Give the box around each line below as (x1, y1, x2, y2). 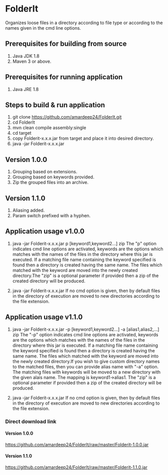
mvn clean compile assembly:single (12, 125, 86, 131)
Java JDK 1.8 (12, 53, 40, 59)
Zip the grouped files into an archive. (12, 179, 89, 185)
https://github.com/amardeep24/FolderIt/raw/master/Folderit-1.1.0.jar (5, 464, 148, 470)
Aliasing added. (12, 207, 45, 213)
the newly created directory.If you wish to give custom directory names (12, 358, 160, 364)
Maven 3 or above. (12, 58, 52, 64)
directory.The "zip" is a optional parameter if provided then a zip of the (12, 272, 159, 278)
